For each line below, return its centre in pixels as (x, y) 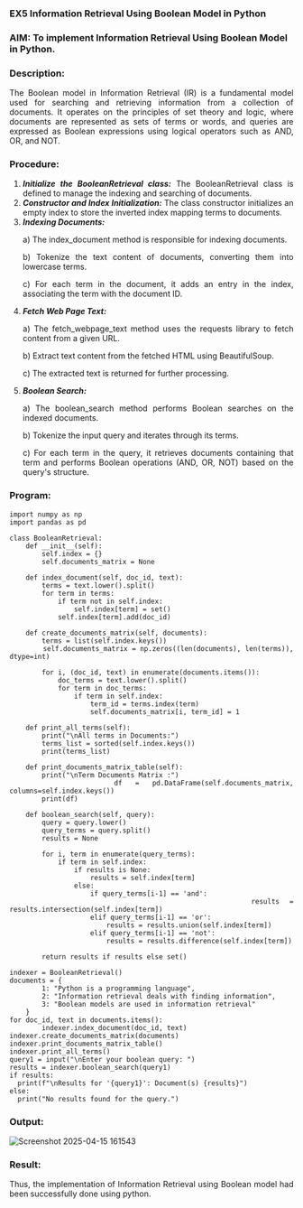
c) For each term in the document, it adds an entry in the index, (158, 284)
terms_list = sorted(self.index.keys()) (119, 743)
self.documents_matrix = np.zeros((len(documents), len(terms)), (169, 648)
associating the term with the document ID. (102, 294)
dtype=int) (30, 656)
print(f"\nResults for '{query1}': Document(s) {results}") (133, 1083)
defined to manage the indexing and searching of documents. (137, 193)
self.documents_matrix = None (98, 562)
